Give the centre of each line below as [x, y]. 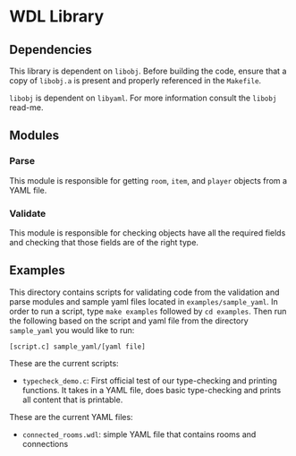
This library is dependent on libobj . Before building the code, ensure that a [148, 71]
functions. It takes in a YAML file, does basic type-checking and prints [152, 390]
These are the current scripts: [64, 363]
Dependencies [51, 50]
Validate [28, 213]
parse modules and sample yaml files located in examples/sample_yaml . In [144, 301]
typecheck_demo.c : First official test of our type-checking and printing [149, 380]
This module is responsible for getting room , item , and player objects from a [148, 180]
